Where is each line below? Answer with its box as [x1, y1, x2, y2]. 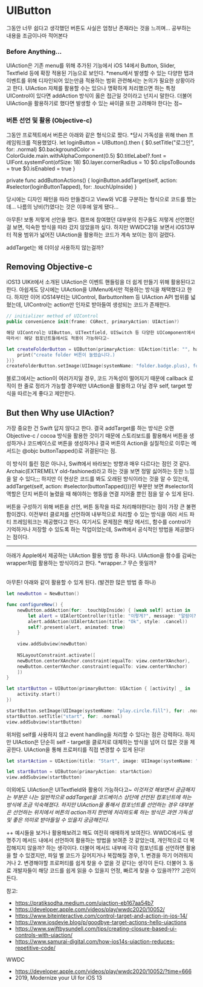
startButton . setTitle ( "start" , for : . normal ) [6, 713, 123, 719]
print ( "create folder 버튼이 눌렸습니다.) [17, 352, 115, 358]
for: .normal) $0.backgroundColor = [6, 146, 95, 153]
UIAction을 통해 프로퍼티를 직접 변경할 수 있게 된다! [24, 746, 145, 753]
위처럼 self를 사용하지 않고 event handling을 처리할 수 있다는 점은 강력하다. [6, 731, 184, 738]
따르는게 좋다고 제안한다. [17, 390, 76, 397]
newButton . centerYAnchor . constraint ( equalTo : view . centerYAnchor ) [17, 663, 188, 670]
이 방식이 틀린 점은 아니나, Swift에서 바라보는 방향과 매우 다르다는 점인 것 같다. [6, 460, 191, 467]
